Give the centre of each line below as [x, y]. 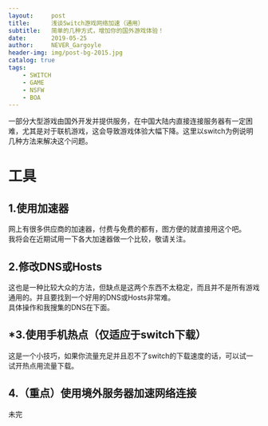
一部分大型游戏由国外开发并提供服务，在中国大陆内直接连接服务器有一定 [127, 121]
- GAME [33, 82]
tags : [17, 68]
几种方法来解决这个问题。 [50, 141]
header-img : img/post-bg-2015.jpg [66, 53]
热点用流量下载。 [50, 365]
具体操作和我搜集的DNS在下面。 [61, 308]
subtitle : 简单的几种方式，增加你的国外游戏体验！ [86, 30]
